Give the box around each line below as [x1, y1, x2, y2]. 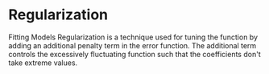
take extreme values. [8, 58, 78, 68]
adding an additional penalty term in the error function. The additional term [8, 40, 257, 50]
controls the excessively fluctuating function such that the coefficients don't [8, 49, 261, 59]
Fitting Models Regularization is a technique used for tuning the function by [8, 32, 259, 42]
